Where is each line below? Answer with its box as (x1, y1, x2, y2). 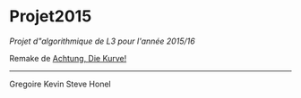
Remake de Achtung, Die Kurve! (9, 53, 127, 63)
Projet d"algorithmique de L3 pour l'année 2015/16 (9, 36, 195, 46)
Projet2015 (9, 6, 92, 27)
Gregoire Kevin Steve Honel (9, 78, 111, 89)
